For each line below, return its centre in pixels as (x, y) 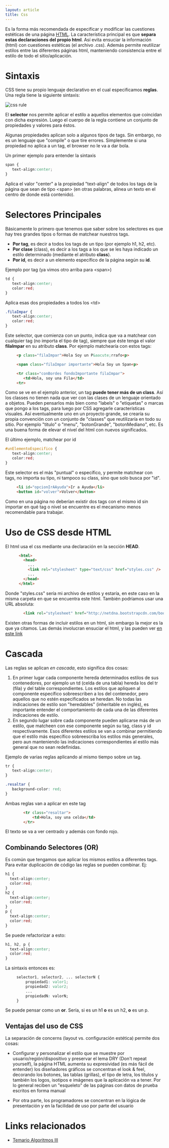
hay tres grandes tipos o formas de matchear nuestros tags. (67, 234)
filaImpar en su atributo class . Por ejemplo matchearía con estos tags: (78, 346)
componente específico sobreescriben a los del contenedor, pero (80, 694)
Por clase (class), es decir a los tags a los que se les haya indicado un (85, 249)
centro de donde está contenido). (40, 195)
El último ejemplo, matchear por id (41, 440)
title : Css (17, 15)
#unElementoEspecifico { (31, 449)
